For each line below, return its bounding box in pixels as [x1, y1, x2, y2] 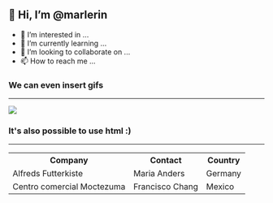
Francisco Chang [133, 181, 199, 192]
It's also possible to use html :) [8, 125, 132, 136]
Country [206, 155, 240, 166]
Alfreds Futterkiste [12, 168, 84, 179]
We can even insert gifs [8, 79, 104, 90]
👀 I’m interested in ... [19, 29, 89, 39]
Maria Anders [133, 168, 185, 179]
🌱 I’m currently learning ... [19, 38, 107, 48]
